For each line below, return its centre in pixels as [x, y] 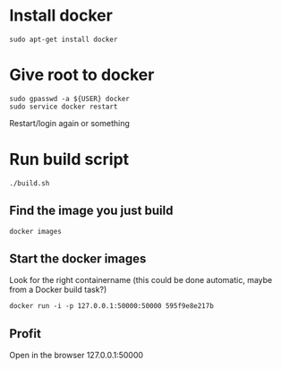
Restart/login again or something [69, 123]
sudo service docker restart [64, 107]
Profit [26, 334]
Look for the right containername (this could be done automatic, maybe [141, 280]
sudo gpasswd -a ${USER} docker [69, 99]
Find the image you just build [91, 211]
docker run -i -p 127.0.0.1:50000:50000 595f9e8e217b [112, 306]
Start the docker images [78, 259]
